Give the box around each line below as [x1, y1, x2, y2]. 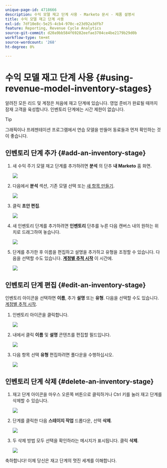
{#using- [95, 72, 134, 83]
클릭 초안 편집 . [12, 203, 41, 209]
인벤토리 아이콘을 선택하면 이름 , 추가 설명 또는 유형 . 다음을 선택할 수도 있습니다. [5, 295, 160, 301]
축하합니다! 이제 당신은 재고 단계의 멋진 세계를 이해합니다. [5, 458, 117, 464]
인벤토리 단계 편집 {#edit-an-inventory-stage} [5, 281, 146, 289]
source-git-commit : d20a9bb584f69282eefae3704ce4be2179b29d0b [5, 30, 137, 35]
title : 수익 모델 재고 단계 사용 [5, 16, 64, 21]
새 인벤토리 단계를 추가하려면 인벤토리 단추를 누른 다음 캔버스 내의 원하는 [12, 223, 154, 229]
